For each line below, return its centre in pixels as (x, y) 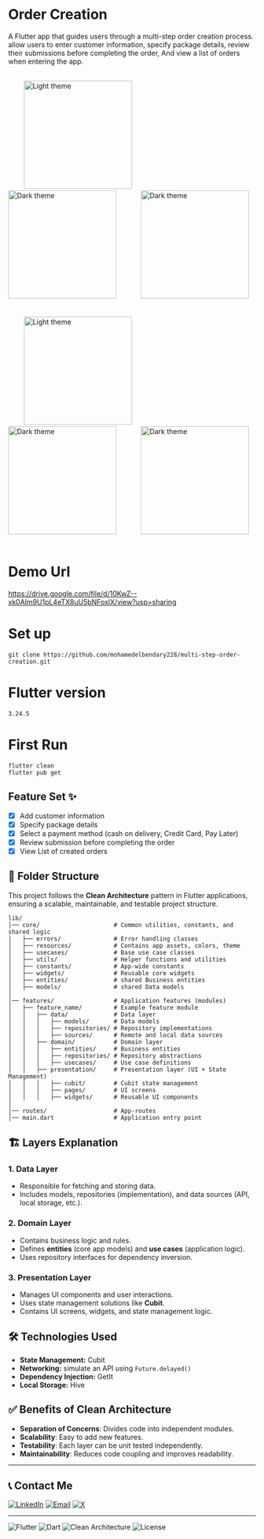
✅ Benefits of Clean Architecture (90, 1410)
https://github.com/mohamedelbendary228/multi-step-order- (142, 654)
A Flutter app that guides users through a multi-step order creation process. (131, 36)
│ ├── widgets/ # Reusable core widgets (101, 973)
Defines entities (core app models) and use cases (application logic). (132, 1249)
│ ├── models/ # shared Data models (96, 987)
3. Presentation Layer (50, 1277)
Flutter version (57, 693)
